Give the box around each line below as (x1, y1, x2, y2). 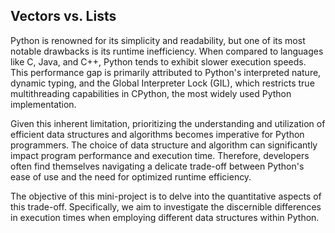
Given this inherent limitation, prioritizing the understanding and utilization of (10, 117, 326, 129)
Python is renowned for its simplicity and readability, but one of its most (10, 34, 306, 46)
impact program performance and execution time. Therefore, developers (10, 149, 310, 161)
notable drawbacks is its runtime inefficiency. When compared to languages (10, 45, 324, 57)
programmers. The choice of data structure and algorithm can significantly (10, 139, 318, 151)
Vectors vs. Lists (10, 8, 117, 25)
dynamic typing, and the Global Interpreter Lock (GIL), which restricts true (10, 77, 315, 89)
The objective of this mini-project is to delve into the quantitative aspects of (10, 190, 322, 202)
